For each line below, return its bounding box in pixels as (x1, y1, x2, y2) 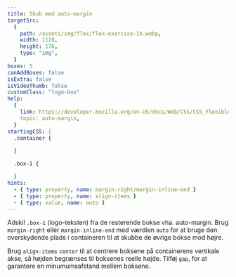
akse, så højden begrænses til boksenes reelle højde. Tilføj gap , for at (7, 255, 207, 263)
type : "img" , (20, 50, 58, 57)
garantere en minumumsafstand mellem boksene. (7, 262, 151, 271)
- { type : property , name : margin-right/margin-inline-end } (13, 186, 197, 193)
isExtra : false (7, 75, 52, 83)
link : (20, 108, 37, 115)
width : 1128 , (20, 37, 58, 44)
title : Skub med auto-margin (7, 10, 93, 18)
